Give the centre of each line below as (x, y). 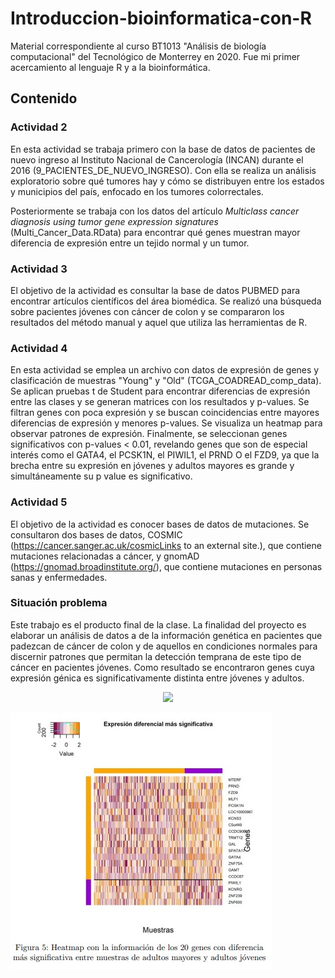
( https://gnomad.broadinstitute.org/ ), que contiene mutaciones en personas (166, 566)
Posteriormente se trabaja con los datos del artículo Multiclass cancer (155, 211)
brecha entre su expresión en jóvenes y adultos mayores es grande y (152, 466)
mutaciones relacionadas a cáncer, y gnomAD (105, 556)
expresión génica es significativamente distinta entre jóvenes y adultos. (157, 678)
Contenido (44, 98)
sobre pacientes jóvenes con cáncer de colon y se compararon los (147, 311)
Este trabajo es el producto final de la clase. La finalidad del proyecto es (158, 624)
